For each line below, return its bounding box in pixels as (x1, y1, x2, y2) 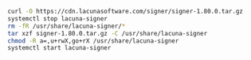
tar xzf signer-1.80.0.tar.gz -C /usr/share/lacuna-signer (7, 29, 208, 37)
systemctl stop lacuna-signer (7, 14, 108, 23)
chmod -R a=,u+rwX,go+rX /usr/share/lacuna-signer (7, 36, 179, 45)
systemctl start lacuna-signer (7, 44, 112, 52)
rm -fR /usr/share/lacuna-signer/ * (7, 22, 126, 30)
